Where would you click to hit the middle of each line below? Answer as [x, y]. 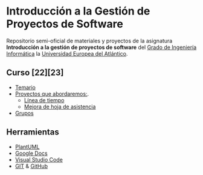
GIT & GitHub [31, 166]
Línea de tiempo [44, 100]
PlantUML [27, 147]
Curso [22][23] [35, 73]
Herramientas [33, 132]
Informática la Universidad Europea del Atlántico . [67, 53]
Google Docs [31, 153]
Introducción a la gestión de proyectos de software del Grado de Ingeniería [101, 47]
